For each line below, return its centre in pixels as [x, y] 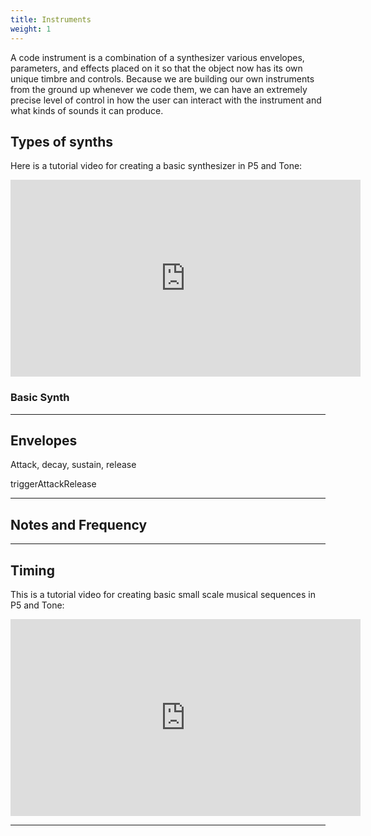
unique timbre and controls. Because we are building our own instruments [162, 78]
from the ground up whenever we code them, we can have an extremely [159, 89]
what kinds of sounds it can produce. [87, 110]
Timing [32, 570]
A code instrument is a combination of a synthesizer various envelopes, [157, 57]
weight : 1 [31, 29]
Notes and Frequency [79, 524]
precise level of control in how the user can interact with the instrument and [166, 100]
